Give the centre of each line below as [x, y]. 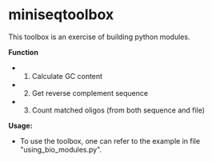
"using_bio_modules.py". [61, 149]
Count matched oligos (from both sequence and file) [118, 110]
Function [23, 52]
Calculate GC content [67, 76]
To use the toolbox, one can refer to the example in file [110, 140]
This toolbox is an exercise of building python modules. [99, 37]
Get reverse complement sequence [90, 93]
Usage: [21, 125]
